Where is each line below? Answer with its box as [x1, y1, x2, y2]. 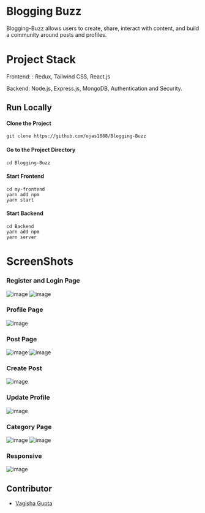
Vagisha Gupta [15, 500, 53, 507]
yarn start [6, 197, 34, 203]
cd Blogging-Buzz [6, 159, 51, 166]
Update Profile [6, 393, 50, 402]
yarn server [6, 234, 37, 240]
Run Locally [6, 102, 52, 113]
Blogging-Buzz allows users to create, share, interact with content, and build [6, 25, 199, 32]
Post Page [6, 335, 37, 343]
